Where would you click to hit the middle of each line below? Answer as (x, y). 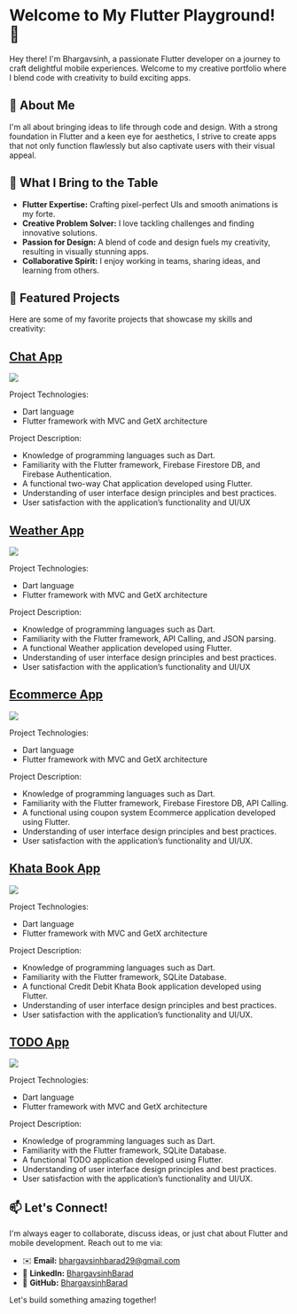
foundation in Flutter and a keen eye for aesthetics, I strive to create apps (143, 136)
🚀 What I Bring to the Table (84, 183)
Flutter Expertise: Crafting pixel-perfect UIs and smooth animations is (150, 204)
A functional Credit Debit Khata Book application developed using (141, 986)
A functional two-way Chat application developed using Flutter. (137, 484)
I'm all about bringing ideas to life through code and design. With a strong (144, 127)
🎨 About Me (42, 106)
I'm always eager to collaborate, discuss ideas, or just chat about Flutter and (148, 1233)
